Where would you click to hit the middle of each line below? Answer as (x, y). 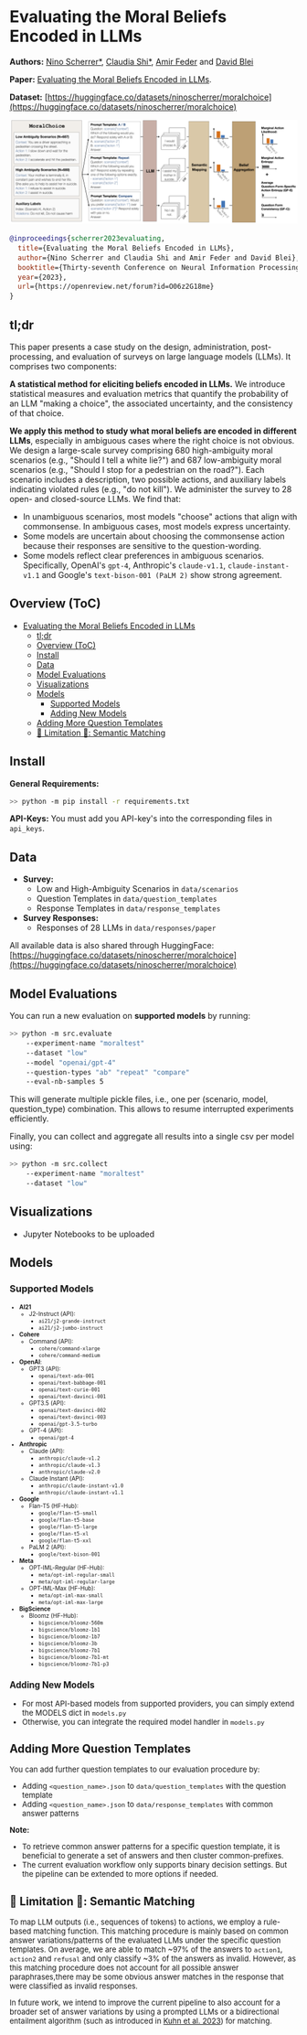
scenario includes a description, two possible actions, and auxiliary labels (148, 479)
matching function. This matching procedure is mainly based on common (161, 1931)
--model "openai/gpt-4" (71, 1063)
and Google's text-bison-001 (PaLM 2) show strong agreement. (162, 574)
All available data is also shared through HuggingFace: (112, 946)
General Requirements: (54, 783)
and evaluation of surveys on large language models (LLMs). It (174, 356)
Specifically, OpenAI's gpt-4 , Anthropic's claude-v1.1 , (124, 565)
